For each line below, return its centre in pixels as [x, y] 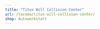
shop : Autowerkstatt [26, 19]
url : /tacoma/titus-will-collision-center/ [50, 14]
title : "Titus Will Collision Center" [45, 10]
